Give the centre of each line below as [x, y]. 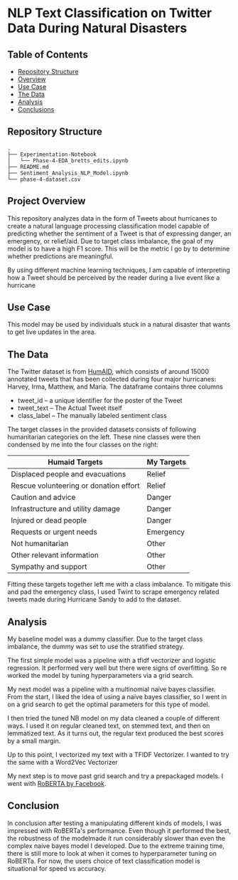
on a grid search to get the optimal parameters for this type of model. [109, 704]
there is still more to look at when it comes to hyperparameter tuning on [112, 853]
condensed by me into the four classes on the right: [83, 445]
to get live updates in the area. [52, 332]
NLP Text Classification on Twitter [110, 13]
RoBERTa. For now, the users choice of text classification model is [104, 861]
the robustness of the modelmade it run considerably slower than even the [117, 838]
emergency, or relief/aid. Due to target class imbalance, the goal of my [110, 241]
